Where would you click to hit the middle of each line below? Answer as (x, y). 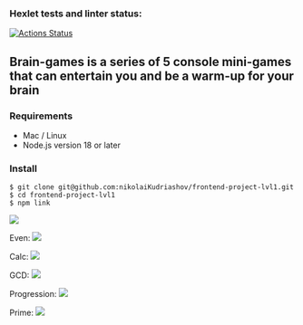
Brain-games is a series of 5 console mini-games (151, 62)
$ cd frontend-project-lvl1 (63, 196)
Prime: (22, 313)
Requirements (41, 116)
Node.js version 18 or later (71, 145)
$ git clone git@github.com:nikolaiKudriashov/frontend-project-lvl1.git (152, 187)
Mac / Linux (44, 135)
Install (24, 168)
